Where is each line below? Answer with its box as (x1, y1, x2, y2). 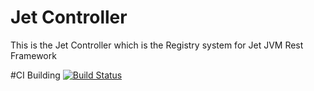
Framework (10, 49, 57, 61)
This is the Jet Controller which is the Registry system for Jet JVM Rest (10, 39, 304, 51)
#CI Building (10, 69, 61, 81)
